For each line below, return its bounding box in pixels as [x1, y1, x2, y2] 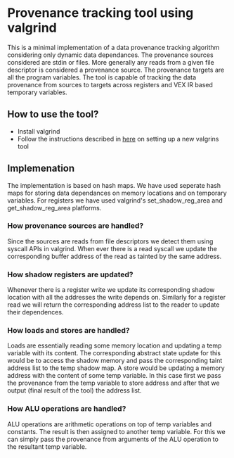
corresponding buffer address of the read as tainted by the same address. [7, 252, 222, 260]
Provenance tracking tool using [7, 5, 194, 21]
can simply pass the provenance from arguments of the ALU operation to [7, 435, 219, 443]
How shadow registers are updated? [7, 269, 134, 279]
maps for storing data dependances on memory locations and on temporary [7, 189, 227, 197]
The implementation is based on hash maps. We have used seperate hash [7, 181, 221, 189]
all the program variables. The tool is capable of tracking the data [7, 72, 197, 82]
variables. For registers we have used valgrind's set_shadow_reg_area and [7, 196, 223, 205]
